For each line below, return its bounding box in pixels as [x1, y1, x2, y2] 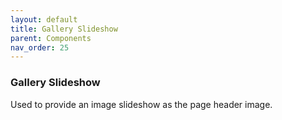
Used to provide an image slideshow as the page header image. [10, 98, 273, 110]
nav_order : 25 [10, 42, 70, 53]
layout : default [10, 14, 78, 25]
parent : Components [10, 33, 92, 43]
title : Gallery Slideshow [10, 24, 118, 34]
